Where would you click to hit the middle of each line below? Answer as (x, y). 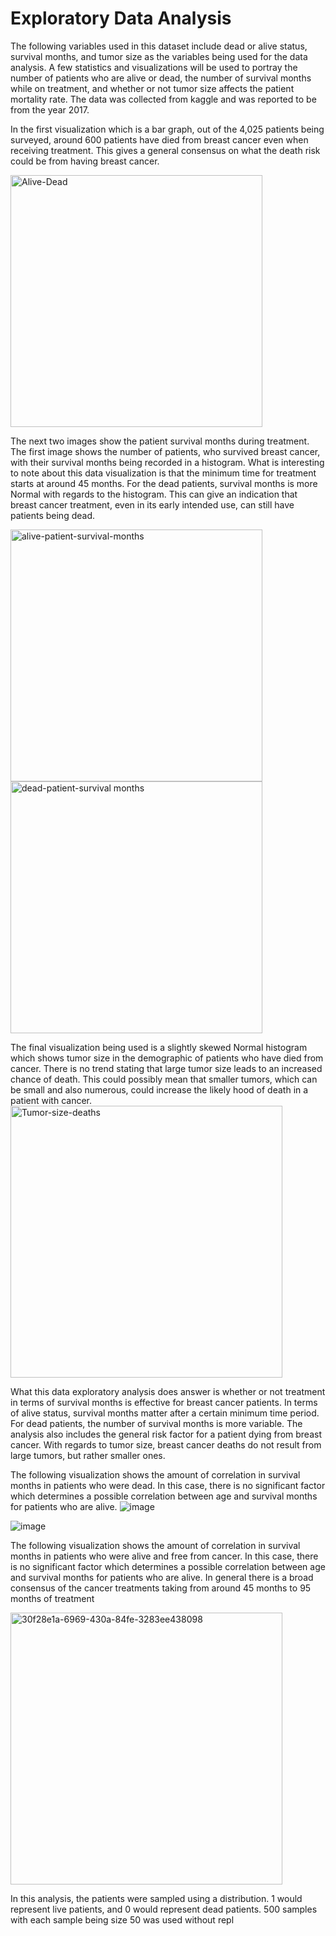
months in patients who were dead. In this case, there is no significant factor (168, 1485)
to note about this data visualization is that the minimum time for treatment (163, 473)
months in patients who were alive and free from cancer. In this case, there (164, 1556)
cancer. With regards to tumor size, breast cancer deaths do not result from (166, 1444)
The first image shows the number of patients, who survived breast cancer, (165, 451)
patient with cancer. (51, 1100)
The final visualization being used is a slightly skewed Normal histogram (159, 1047)
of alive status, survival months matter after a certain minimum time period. (165, 1413)
